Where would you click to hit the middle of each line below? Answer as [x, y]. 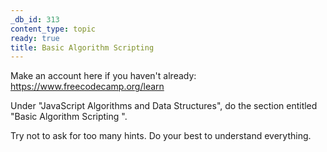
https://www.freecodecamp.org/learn [87, 87]
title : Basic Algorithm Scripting [82, 47]
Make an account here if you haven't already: [103, 76]
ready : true [35, 38]
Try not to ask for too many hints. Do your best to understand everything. [161, 136]
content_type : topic [53, 29]
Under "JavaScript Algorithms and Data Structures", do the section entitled [164, 106]
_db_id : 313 [35, 19]
